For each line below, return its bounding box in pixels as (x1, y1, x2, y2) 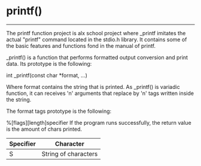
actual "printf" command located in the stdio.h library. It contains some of (6, 36, 187, 43)
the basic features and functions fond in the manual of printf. (6, 42, 156, 49)
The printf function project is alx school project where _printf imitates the (6, 29, 186, 36)
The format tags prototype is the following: (6, 107, 112, 115)
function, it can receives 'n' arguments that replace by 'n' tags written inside (6, 90, 194, 97)
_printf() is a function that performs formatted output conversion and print (6, 54, 188, 61)
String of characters (41, 149, 98, 158)
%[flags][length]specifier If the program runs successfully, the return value (6, 119, 191, 126)
